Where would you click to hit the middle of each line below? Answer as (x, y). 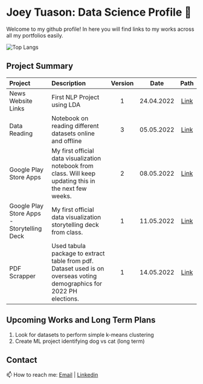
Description (69, 83)
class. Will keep (73, 173)
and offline (66, 141)
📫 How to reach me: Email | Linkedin (52, 375)
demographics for (77, 283)
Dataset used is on (78, 268)
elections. (65, 298)
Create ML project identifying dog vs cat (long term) (80, 341)
